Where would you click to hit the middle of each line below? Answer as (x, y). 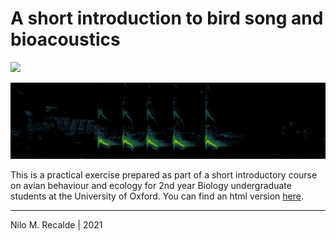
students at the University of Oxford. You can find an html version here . (157, 196)
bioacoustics (65, 39)
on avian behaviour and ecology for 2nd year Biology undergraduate (151, 186)
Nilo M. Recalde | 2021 (56, 225)
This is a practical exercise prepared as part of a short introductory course (164, 175)
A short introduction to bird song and (167, 18)
